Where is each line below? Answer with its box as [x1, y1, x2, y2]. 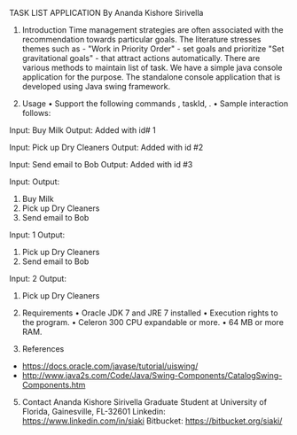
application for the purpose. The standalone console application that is [21, 72, 281, 82]
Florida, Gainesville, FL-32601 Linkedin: [21, 407, 166, 416]
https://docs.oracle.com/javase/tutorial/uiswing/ [21, 361, 199, 371]
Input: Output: [9, 176, 60, 187]
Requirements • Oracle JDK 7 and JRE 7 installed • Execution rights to [21, 307, 278, 318]
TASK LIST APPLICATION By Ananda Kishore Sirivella [9, 8, 204, 18]
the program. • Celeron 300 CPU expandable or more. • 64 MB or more [21, 317, 284, 327]
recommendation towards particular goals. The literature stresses [21, 35, 262, 44]
